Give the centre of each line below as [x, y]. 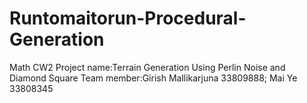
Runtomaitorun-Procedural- [128, 18]
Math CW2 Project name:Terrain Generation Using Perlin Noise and [147, 67]
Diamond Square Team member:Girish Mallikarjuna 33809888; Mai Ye [153, 78]
